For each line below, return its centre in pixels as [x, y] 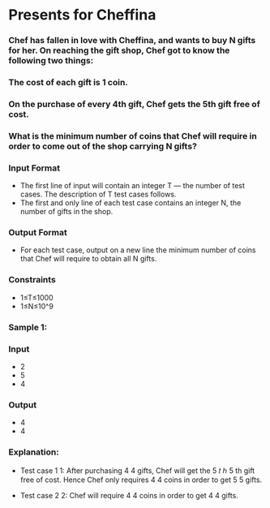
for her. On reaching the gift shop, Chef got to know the [119, 50]
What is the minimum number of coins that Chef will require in [133, 136]
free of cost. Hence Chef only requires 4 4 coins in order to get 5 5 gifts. [141, 480]
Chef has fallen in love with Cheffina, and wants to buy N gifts [132, 41]
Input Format [34, 168]
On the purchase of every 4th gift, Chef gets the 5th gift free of [135, 104]
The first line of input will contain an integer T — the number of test [133, 186]
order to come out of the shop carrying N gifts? [103, 146]
